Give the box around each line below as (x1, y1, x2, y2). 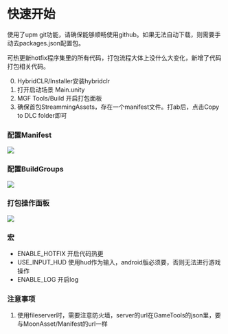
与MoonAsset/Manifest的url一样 (16, 320, 108, 328)
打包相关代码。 (7, 62, 49, 70)
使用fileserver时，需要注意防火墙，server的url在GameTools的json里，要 (16, 311, 221, 320)
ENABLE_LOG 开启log (16, 275, 79, 284)
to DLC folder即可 (16, 111, 67, 119)
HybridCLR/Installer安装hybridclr (16, 76, 111, 85)
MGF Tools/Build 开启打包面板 (16, 94, 102, 102)
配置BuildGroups (7, 165, 64, 174)
